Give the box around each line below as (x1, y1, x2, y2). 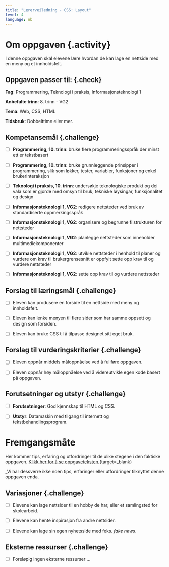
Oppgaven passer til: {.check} (5, 75, 102, 84)
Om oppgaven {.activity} (5, 38, 111, 50)
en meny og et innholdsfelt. (5, 61, 62, 67)
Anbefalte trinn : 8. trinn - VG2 (5, 99, 69, 105)
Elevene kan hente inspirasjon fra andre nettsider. (12, 517, 116, 524)
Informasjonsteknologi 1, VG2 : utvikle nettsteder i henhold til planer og (12, 250, 161, 256)
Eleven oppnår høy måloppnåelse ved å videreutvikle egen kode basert (12, 369, 160, 375)
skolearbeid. (12, 508, 39, 514)
